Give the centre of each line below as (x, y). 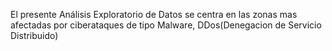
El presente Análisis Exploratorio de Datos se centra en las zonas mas (154, 14)
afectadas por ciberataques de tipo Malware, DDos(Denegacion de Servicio (166, 25)
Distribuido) (34, 35)
